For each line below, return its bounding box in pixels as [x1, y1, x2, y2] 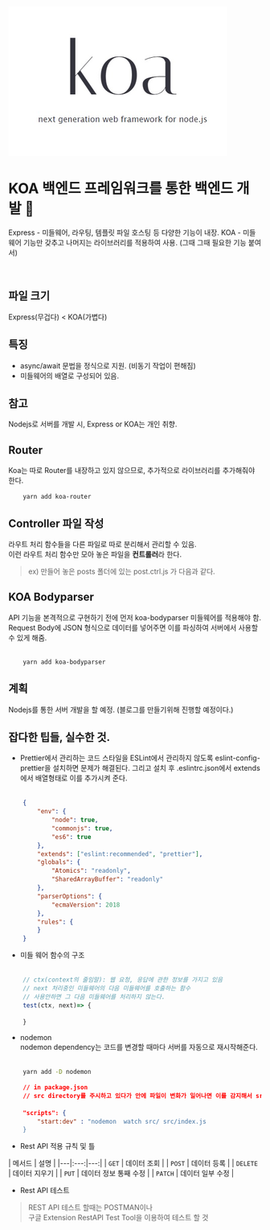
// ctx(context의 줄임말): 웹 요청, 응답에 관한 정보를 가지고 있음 [22, 976, 223, 984]
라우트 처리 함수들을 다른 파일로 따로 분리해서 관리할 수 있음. [8, 540, 197, 549]
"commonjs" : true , [51, 824, 113, 833]
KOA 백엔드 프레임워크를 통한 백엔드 [8, 179, 234, 198]
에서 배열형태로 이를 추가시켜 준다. [19, 773, 128, 783]
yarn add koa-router [22, 493, 92, 501]
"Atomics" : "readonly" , [51, 867, 131, 875]
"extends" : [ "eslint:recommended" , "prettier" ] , [37, 849, 203, 858]
